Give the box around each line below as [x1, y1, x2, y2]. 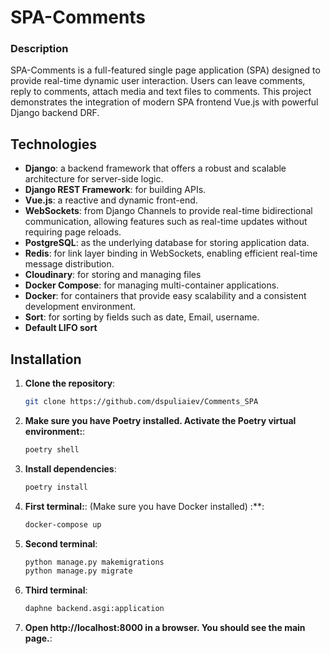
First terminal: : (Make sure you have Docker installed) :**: [24, 500, 265, 512]
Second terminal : [24, 537, 98, 550]
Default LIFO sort [24, 322, 98, 334]
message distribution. [24, 258, 115, 270]
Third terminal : [24, 584, 88, 596]
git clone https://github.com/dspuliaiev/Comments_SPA [24, 397, 259, 407]
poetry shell [24, 444, 80, 455]
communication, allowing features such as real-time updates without [24, 216, 308, 228]
